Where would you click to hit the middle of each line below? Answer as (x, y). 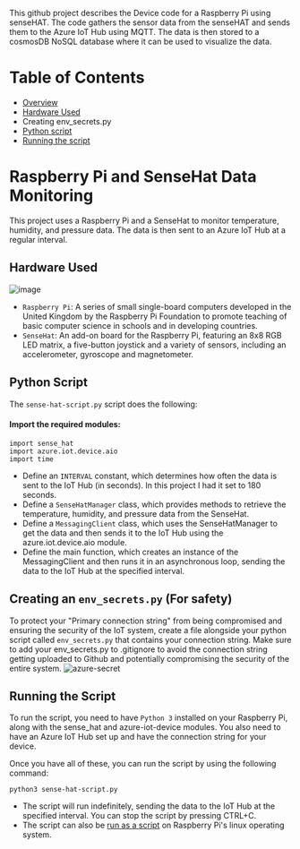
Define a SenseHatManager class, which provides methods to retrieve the (154, 504)
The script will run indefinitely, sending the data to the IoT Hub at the (149, 806)
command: (29, 773)
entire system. (36, 668)
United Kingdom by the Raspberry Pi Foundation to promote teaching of (154, 316)
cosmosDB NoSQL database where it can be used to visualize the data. (141, 41)
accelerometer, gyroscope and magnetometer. (108, 354)
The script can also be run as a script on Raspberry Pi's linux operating (153, 825)
